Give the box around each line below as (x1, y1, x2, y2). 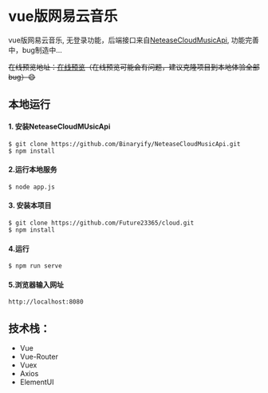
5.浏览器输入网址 (8, 280, 65, 289)
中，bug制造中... (8, 45, 62, 54)
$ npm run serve (8, 262, 62, 270)
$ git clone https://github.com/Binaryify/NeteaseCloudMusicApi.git (8, 140, 241, 148)
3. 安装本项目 (8, 200, 52, 210)
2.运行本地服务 (8, 165, 57, 174)
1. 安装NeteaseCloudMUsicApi (8, 121, 111, 131)
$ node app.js (8, 183, 56, 191)
